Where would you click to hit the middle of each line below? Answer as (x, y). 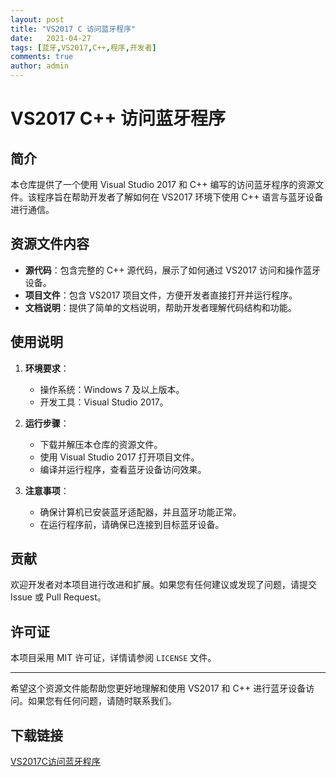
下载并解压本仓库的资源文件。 (101, 444)
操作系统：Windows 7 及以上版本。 (112, 389)
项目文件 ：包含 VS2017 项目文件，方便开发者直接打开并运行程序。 (161, 295)
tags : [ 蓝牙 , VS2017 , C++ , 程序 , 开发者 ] (83, 47)
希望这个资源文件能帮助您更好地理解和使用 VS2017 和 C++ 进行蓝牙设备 (158, 688)
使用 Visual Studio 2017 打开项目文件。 (119, 457)
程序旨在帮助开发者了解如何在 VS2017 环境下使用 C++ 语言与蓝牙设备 (180, 197)
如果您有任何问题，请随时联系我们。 (102, 701)
